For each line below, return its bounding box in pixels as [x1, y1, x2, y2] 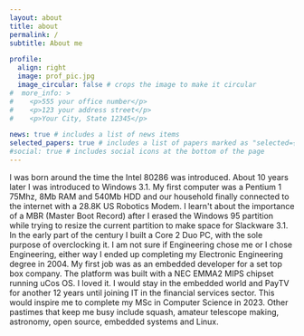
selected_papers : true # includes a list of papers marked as [9, 139, 249, 148]
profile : [9, 55, 43, 64]
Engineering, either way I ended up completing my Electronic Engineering [9, 248, 283, 259]
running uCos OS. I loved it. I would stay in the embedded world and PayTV [9, 277, 290, 288]
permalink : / [9, 30, 59, 39]
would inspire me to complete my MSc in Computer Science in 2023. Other [9, 296, 289, 308]
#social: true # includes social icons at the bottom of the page [9, 147, 265, 157]
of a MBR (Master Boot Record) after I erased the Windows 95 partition [9, 210, 274, 221]
